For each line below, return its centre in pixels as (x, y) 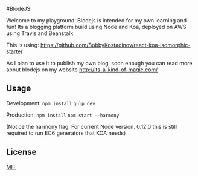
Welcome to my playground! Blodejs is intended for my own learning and (97, 20)
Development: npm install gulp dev (51, 103)
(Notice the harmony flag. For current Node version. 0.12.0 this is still (91, 126)
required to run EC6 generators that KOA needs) (66, 133)
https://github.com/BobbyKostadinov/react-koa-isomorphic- (115, 45)
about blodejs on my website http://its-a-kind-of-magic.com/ (82, 70)
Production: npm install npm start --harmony (63, 115)
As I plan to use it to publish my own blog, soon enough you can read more (99, 63)
